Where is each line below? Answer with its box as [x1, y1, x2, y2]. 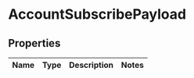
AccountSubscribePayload [8, 5, 186, 23]
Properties [8, 37, 61, 50]
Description [69, 60, 113, 70]
